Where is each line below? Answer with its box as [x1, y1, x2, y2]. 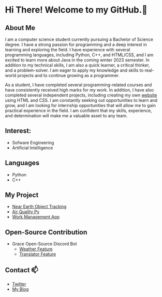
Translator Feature [19, 251, 56, 257]
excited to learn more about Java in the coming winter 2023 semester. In [5, 57, 150, 63]
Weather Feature [19, 246, 53, 252]
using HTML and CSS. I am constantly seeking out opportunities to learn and [5, 97, 158, 103]
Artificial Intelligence [12, 145, 53, 151]
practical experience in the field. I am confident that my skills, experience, [5, 108, 152, 113]
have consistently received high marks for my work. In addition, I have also [5, 87, 154, 93]
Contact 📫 [5, 266, 39, 274]
